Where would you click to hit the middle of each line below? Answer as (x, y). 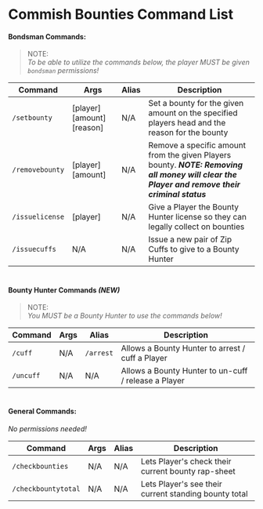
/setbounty (32, 118)
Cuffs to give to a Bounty (194, 249)
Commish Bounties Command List (121, 15)
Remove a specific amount (197, 145)
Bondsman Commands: (47, 36)
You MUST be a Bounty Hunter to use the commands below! (125, 316)
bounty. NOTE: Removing (196, 165)
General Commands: (42, 411)
